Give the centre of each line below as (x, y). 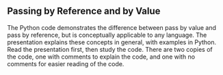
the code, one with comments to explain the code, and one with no (101, 57)
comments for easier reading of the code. (66, 63)
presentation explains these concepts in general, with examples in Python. (112, 42)
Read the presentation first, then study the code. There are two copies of (110, 49)
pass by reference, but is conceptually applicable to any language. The (107, 35)
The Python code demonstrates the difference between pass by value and (112, 27)
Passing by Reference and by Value (84, 11)
